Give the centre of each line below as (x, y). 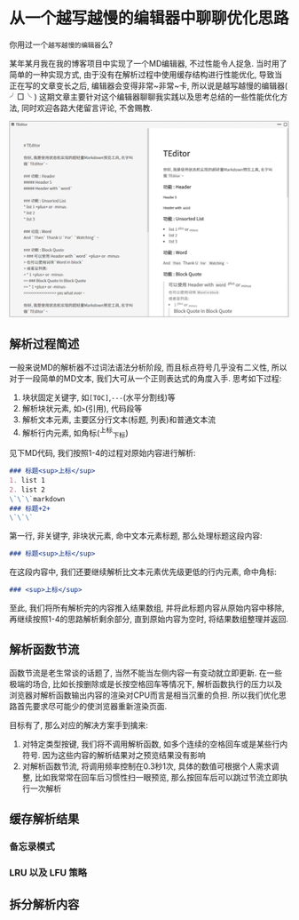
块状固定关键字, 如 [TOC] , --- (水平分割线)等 (98, 397)
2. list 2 (28, 490)
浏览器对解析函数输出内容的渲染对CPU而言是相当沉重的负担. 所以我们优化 (144, 695)
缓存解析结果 (44, 819)
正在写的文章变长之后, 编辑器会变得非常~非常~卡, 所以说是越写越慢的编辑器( (149, 85)
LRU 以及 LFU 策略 (48, 873)
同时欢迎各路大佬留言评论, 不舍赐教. (87, 108)
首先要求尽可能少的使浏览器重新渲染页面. (92, 706)
